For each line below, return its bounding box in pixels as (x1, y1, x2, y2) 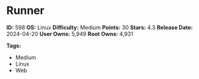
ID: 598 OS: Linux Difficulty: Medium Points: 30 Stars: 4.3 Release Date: (6, 24, 193, 31)
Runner (6, 4, 45, 18)
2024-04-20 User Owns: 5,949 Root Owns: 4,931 (6, 30, 133, 37)
